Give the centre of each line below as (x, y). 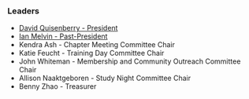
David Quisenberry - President (68, 28)
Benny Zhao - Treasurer (58, 86)
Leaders (24, 11)
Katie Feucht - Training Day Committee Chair (91, 53)
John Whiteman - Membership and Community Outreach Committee (130, 61)
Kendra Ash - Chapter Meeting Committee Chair (97, 45)
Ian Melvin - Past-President (63, 36)
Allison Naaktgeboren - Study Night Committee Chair (104, 78)
